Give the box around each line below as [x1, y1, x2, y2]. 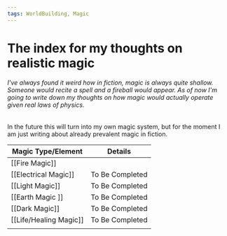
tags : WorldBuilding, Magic [7, 10, 90, 17]
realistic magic [7, 55, 95, 71]
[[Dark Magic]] [11, 204, 60, 214]
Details [107, 147, 132, 156]
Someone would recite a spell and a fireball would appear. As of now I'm [7, 86, 218, 94]
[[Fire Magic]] [11, 158, 57, 168]
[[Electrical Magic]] [11, 170, 75, 179]
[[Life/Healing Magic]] [11, 215, 84, 225]
